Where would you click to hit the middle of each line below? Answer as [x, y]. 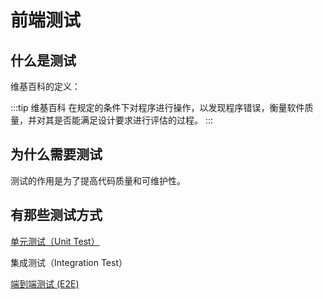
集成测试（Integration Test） [69, 262]
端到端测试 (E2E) [45, 283]
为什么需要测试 [56, 154]
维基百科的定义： [45, 86]
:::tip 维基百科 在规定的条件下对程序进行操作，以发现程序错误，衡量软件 [157, 107]
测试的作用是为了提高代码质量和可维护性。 [98, 180]
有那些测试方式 [56, 215]
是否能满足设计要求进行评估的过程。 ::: [133, 120]
